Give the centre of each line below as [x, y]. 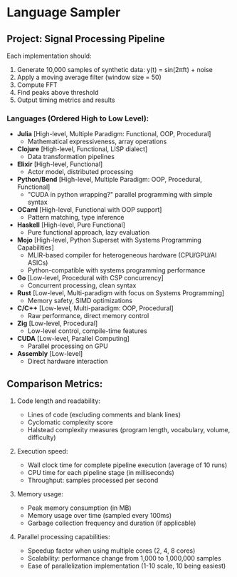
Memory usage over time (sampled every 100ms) [100, 516]
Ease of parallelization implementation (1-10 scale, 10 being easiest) [127, 566]
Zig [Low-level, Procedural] [57, 323]
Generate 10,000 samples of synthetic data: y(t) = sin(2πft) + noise [115, 70]
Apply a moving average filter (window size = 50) [89, 77]
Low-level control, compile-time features [87, 331]
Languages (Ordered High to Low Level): [78, 118]
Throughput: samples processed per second [93, 480]
